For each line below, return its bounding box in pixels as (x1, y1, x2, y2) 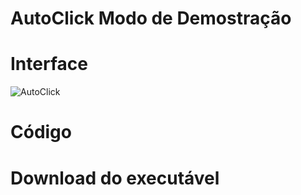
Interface (10, 53, 88, 76)
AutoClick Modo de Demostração (10, 7, 292, 30)
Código (10, 121, 72, 144)
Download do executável (10, 167, 220, 189)
